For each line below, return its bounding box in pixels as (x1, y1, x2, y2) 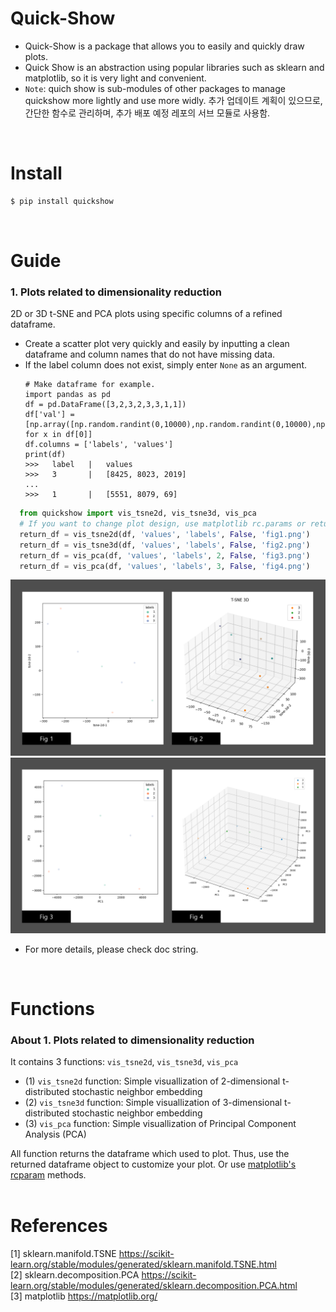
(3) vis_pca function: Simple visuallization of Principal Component (24, 1118, 297, 1130)
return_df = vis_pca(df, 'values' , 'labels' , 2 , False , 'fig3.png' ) (19, 550, 311, 561)
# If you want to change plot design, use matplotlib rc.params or (19, 519, 307, 529)
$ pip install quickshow (10, 196, 114, 206)
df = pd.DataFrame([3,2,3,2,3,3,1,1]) (24, 400, 187, 410)
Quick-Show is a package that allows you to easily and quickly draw (24, 40, 305, 52)
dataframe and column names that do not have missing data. (24, 348, 276, 361)
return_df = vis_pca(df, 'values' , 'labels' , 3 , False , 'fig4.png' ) (19, 561, 311, 571)
